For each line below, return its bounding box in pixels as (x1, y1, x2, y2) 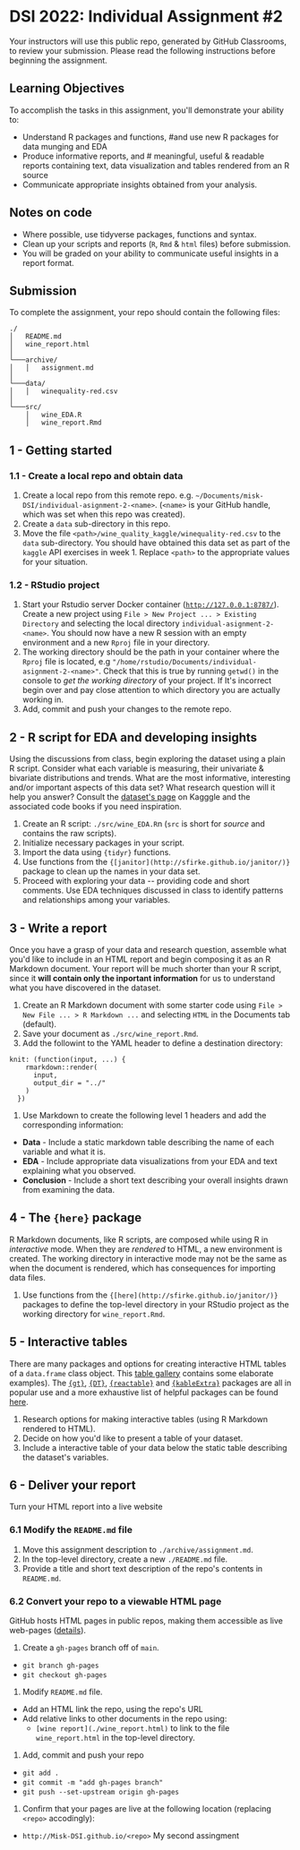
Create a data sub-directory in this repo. (21, 518, 171, 529)
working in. (21, 694, 64, 705)
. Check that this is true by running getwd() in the (98, 665, 279, 677)
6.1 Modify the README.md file (9, 1524, 133, 1537)
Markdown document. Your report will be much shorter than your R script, (9, 963, 282, 973)
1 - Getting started (9, 442, 113, 458)
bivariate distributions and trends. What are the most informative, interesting (9, 773, 291, 784)
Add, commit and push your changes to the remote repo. (21, 704, 232, 715)
